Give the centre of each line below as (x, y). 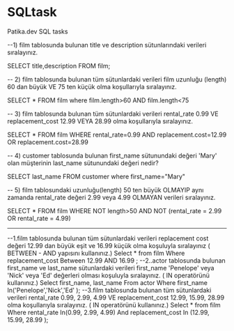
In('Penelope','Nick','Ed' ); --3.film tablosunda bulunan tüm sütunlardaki (109, 290)
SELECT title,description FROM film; (59, 66)
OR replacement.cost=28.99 (48, 142)
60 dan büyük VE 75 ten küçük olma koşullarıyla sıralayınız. (92, 86)
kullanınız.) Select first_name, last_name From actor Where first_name (107, 282)
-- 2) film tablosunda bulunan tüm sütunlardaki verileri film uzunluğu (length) (117, 79)
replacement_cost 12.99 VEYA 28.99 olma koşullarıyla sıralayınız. (100, 121)
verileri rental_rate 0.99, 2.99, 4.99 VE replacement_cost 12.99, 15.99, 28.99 (116, 298)
